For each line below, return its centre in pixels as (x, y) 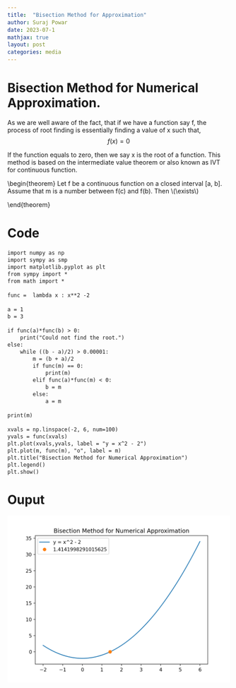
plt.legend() (26, 465)
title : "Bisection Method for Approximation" (77, 15)
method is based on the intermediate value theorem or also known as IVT (114, 162)
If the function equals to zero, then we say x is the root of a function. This (114, 155)
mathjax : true (28, 37)
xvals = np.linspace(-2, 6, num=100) (63, 429)
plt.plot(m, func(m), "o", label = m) (64, 451)
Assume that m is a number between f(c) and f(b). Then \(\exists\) (103, 191)
